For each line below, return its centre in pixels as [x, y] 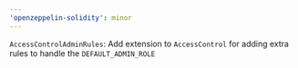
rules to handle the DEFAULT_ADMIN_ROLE [82, 53]
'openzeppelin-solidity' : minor [71, 18]
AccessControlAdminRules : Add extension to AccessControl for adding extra [149, 44]
